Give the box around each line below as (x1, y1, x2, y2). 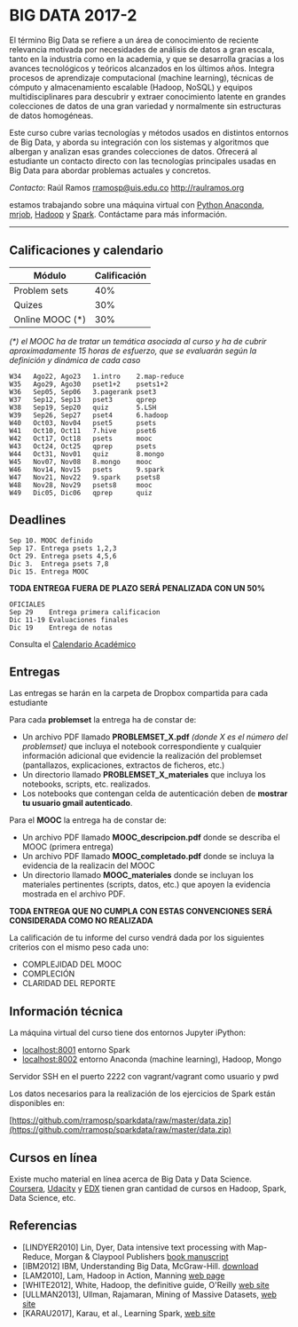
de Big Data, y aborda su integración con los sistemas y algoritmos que (9, 137, 270, 147)
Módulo (33, 269, 67, 281)
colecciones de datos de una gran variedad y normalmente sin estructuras (9, 100, 282, 111)
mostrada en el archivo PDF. (21, 889, 126, 899)
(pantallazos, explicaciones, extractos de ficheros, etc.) (21, 760, 225, 770)
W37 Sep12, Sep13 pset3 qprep (9, 395, 157, 404)
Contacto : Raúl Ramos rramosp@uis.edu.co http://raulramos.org (9, 182, 245, 193)
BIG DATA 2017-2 (9, 5, 137, 26)
